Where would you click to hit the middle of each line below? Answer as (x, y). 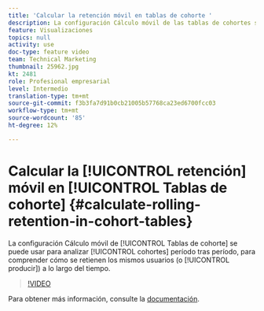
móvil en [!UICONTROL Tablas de (118, 188)
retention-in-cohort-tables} (101, 221)
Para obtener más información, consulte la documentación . (104, 298)
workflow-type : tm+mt (44, 111)
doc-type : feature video (49, 52)
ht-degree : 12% (33, 125)
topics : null (29, 37)
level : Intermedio (38, 89)
